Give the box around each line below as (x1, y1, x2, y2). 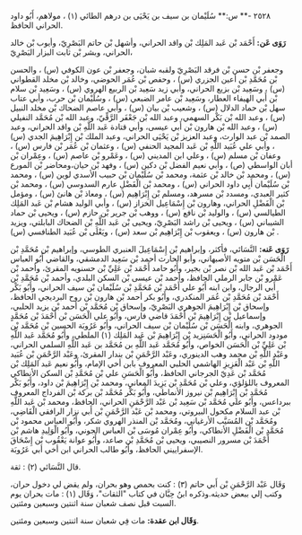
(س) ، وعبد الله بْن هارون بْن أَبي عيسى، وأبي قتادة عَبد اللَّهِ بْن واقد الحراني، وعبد (10, 121, 279, 132)
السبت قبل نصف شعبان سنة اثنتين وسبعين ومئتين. (10, 498, 177, 508)
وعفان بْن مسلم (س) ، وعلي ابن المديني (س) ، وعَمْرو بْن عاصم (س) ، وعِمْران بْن (10, 150, 281, 161)
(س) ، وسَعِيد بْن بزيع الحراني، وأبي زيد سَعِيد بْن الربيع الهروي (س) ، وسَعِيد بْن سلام (10, 83, 286, 93)
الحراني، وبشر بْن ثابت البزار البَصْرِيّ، (10, 47, 134, 57)
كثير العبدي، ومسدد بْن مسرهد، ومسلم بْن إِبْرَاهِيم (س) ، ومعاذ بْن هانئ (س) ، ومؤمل (10, 189, 289, 198)
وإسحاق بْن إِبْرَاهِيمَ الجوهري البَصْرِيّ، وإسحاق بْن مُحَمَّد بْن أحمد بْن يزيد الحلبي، (10, 301, 270, 311)
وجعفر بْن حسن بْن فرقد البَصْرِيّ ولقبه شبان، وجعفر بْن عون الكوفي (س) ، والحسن (10, 65, 284, 75)
